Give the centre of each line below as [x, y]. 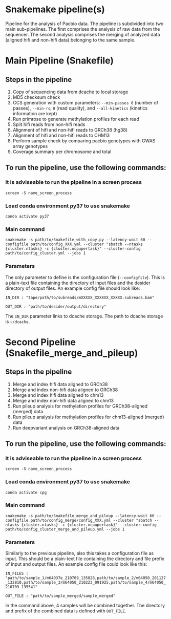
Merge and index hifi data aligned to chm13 [58, 395]
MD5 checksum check [36, 97]
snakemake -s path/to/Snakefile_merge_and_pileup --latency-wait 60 [80, 516]
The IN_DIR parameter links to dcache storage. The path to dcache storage [84, 316]
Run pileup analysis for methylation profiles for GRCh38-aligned [80, 406]
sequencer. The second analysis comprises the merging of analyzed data [83, 34]
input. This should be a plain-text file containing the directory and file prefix [85, 559]
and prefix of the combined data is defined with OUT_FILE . [66, 611]
